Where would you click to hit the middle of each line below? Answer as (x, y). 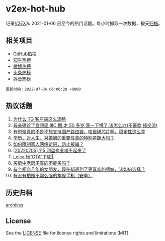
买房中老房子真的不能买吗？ (42, 163)
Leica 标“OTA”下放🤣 (33, 157)
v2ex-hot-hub (36, 9)
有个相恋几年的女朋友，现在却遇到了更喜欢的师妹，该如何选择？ (79, 169)
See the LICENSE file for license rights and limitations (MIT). (68, 233)
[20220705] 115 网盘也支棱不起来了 (50, 150)
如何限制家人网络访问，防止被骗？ (48, 144)
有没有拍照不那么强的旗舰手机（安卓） (53, 175)
